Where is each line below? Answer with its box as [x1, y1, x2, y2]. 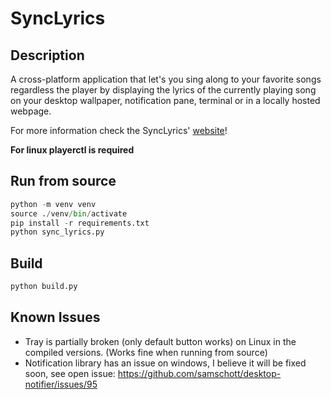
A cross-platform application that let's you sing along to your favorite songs [10, 73, 322, 85]
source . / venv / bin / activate [10, 208, 128, 219]
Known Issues [10, 309, 101, 326]
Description [10, 47, 85, 64]
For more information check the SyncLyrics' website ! [10, 125, 228, 136]
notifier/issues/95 [24, 378, 98, 390]
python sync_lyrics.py [10, 227, 105, 237]
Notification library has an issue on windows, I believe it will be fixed [24, 357, 307, 369]
